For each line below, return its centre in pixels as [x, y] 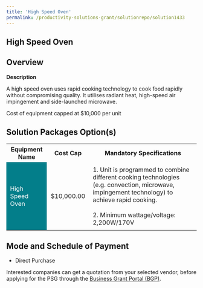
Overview [25, 62]
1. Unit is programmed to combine [141, 170]
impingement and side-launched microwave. [62, 101]
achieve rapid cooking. [125, 200]
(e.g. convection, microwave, [134, 185]
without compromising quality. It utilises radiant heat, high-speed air [91, 95]
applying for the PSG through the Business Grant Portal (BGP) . [84, 279]
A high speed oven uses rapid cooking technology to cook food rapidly [95, 89]
